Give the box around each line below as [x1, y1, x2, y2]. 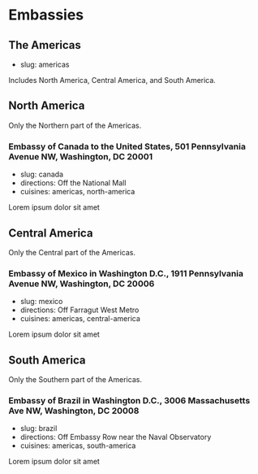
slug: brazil [19, 424, 58, 433]
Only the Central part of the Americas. [8, 247, 136, 257]
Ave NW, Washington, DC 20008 [8, 405, 140, 416]
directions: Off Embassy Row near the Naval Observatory [19, 433, 212, 442]
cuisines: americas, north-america [19, 187, 135, 197]
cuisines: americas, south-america [19, 441, 136, 450]
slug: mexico [19, 297, 63, 307]
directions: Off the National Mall [19, 178, 127, 188]
